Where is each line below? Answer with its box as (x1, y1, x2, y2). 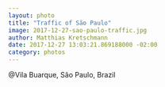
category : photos (8, 48, 66, 56)
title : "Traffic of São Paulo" (8, 19, 112, 27)
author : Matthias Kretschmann (8, 33, 109, 42)
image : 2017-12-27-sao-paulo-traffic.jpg (8, 26, 148, 34)
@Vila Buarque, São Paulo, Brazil (8, 70, 116, 79)
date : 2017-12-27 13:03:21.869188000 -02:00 (8, 41, 158, 49)
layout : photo (8, 11, 56, 20)
